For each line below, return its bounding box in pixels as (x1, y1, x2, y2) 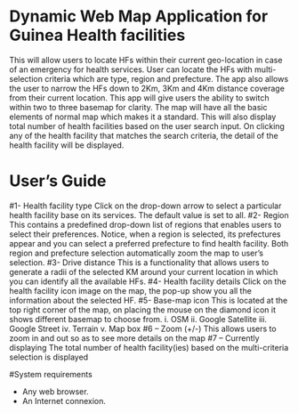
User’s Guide (9, 171, 107, 191)
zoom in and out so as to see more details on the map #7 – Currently (9, 332, 260, 344)
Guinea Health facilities (9, 25, 186, 45)
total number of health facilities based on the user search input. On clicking (9, 120, 285, 131)
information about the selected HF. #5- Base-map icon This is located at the (9, 295, 288, 305)
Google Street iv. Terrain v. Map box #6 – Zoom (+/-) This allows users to (9, 323, 278, 334)
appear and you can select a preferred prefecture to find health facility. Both (9, 238, 289, 248)
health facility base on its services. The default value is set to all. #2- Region (9, 209, 289, 220)
